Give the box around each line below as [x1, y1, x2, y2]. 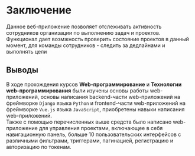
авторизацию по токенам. [6, 143, 72, 150]
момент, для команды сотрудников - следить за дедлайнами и [6, 42, 165, 49]
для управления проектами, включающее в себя [39, 124, 163, 131]
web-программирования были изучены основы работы [6, 87, 149, 94]
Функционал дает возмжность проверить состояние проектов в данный [6, 35, 189, 42]
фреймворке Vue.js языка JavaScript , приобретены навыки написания [6, 105, 185, 112]
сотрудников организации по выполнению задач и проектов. [6, 29, 161, 36]
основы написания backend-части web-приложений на [40, 93, 181, 100]
